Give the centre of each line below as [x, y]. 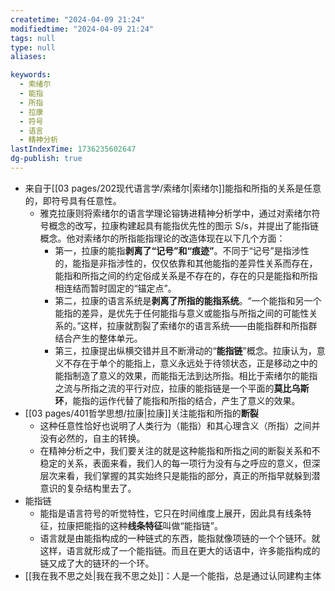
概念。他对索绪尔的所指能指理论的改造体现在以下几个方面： [162, 238]
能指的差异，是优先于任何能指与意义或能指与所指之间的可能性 [182, 313]
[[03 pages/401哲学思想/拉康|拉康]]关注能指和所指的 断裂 [141, 413]
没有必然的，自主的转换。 [92, 438]
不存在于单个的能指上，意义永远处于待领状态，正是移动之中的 [190, 363]
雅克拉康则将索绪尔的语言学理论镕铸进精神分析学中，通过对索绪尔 [175, 213]
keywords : [31, 75]
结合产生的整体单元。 [98, 338]
